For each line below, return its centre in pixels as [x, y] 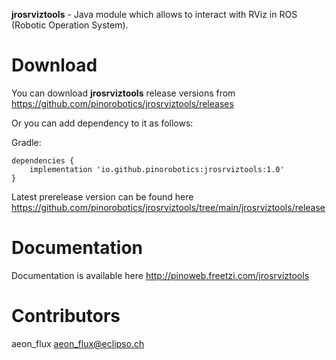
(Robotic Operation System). [70, 25]
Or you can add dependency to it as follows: [102, 123]
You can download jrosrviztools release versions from [123, 93]
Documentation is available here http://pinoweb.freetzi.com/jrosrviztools [160, 275]
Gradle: [26, 142]
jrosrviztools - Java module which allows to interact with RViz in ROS [154, 14]
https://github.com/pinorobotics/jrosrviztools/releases [122, 103]
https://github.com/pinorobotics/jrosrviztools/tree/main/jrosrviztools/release [168, 207]
